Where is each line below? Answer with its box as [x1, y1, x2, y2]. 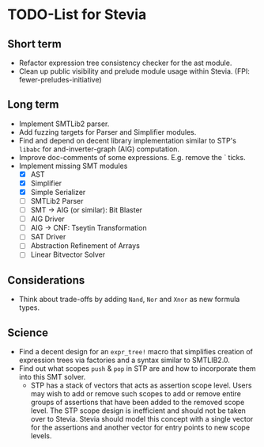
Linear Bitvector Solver [30, 250, 106, 259]
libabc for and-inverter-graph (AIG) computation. [18, 144, 179, 154]
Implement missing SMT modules [18, 161, 128, 170]
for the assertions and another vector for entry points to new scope [30, 422, 251, 433]
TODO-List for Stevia [7, 6, 147, 24]
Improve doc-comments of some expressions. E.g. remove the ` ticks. [18, 152, 246, 162]
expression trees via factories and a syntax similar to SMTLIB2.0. [18, 355, 231, 365]
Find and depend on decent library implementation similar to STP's [18, 136, 236, 145]
